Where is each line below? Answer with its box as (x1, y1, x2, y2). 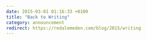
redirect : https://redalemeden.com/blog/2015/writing (6, 25, 142, 31)
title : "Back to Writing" (6, 14, 70, 20)
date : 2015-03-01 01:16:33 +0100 (6, 8, 89, 15)
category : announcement (6, 19, 65, 25)
